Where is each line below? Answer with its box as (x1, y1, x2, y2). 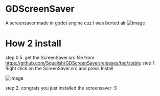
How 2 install (5, 38, 61, 49)
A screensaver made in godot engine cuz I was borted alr (5, 20, 126, 26)
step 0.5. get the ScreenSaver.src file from (5, 54, 95, 60)
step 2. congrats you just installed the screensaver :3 (5, 85, 117, 91)
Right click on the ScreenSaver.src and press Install (5, 65, 113, 71)
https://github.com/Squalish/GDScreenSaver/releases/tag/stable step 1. (5, 59, 156, 66)
